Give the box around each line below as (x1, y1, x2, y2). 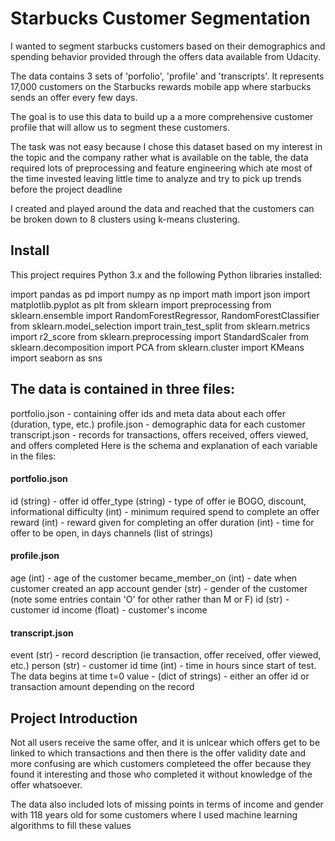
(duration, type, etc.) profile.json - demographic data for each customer (10, 418, 306, 430)
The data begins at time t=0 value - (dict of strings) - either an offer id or (10, 670, 310, 682)
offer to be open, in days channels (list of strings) (10, 527, 214, 539)
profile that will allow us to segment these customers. (10, 121, 230, 133)
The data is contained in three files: (10, 381, 235, 398)
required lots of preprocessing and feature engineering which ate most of (10, 162, 313, 174)
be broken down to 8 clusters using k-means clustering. (10, 213, 241, 225)
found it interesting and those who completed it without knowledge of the (10, 768, 313, 780)
